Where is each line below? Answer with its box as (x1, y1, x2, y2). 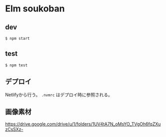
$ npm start (5, 36, 30, 41)
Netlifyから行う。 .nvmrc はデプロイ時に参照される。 (5, 92, 113, 98)
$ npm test (5, 63, 28, 68)
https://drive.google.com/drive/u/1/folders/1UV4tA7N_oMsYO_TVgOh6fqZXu (5, 121, 161, 127)
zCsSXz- (5, 127, 23, 133)
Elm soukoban (5, 3, 65, 14)
